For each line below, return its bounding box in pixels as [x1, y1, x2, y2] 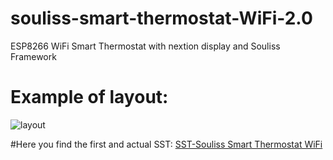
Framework [10, 50, 57, 62]
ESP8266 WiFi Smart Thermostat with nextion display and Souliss [10, 40, 281, 52]
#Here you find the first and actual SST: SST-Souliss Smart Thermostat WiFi [10, 138, 323, 150]
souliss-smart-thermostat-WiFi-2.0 [10, 7, 313, 30]
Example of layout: [10, 86, 169, 109]
